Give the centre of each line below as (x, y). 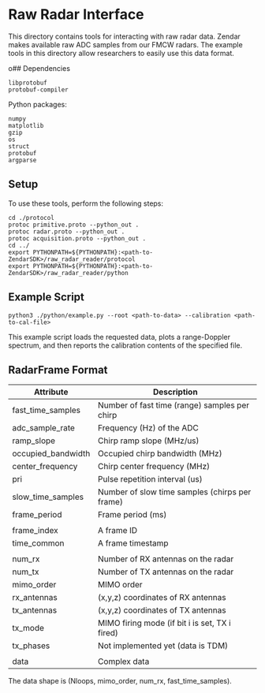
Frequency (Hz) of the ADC (148, 428)
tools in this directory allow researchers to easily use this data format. (121, 53)
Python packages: (37, 104)
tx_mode (28, 628)
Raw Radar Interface (76, 15)
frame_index (35, 531)
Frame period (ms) (132, 515)
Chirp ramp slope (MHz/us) (148, 441)
